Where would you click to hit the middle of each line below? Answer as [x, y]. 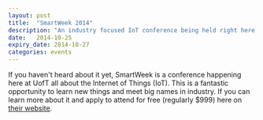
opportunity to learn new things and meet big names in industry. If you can [129, 91]
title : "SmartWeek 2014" [50, 23]
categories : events [40, 52]
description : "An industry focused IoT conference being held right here [132, 30]
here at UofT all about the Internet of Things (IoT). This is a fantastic [119, 83]
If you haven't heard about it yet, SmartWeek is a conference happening [125, 75]
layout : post [30, 15]
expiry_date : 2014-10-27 [49, 45]
